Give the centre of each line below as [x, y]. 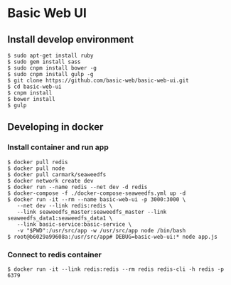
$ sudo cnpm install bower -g [52, 68]
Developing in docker [55, 127]
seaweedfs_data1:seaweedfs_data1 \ [60, 218]
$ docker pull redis [38, 162]
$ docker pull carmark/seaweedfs [57, 174]
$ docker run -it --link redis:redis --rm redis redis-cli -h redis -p [116, 269]
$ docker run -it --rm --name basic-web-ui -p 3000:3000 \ [97, 199]
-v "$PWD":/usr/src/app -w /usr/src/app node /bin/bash [101, 230]
